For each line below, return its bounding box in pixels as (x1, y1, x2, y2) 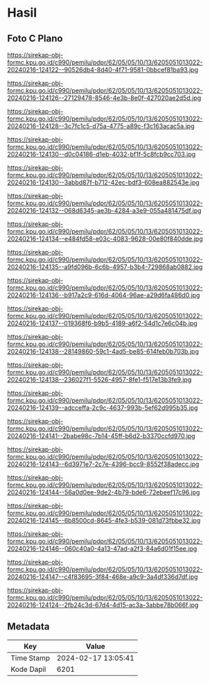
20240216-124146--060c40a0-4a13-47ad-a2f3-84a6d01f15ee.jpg (7, 544, 198, 553)
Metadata (7, 621, 50, 632)
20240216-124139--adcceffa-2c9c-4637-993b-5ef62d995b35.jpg (7, 404, 198, 412)
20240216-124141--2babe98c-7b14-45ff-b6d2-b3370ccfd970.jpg (7, 432, 195, 440)
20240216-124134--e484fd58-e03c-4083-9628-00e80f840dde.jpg (7, 234, 203, 243)
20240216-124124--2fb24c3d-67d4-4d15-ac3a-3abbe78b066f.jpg (7, 601, 199, 609)
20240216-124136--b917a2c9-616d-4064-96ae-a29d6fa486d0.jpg (7, 291, 200, 299)
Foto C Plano (7, 33, 63, 44)
